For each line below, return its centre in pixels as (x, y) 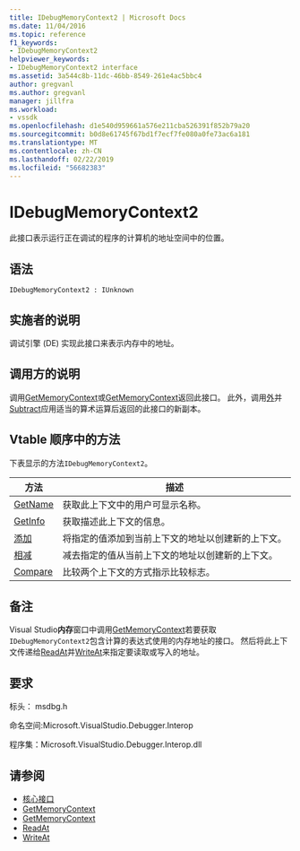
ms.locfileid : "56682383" (57, 168)
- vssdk (24, 117)
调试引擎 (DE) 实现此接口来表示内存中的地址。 (94, 343)
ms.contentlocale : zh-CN (56, 151)
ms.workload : (34, 109)
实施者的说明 (45, 320)
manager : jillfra (42, 101)
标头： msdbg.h (39, 707)
